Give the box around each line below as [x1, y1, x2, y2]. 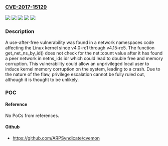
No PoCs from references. [5, 112, 59, 118]
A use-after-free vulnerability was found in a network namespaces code [5, 39, 154, 45]
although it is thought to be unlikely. [5, 76, 79, 82]
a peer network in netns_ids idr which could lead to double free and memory [5, 55, 163, 61]
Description [5, 28, 35, 35]
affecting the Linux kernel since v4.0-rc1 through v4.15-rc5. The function [5, 44, 154, 50]
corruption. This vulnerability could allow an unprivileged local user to [5, 60, 149, 66]
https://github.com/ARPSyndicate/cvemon [12, 135, 100, 141]
